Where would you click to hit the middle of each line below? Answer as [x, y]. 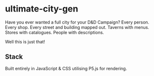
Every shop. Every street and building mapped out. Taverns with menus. [77, 27]
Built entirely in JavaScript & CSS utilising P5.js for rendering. [66, 68]
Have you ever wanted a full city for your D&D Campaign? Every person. [77, 22]
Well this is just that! [25, 41]
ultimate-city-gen [42, 9]
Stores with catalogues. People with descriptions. [55, 32]
